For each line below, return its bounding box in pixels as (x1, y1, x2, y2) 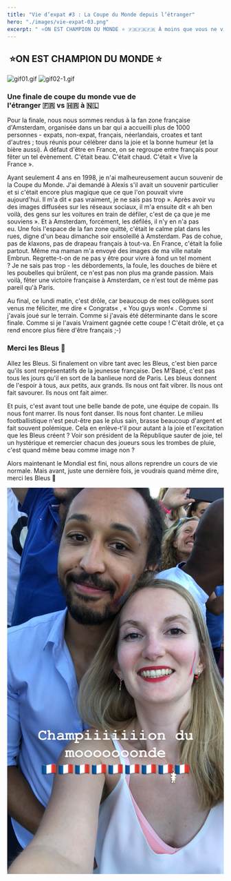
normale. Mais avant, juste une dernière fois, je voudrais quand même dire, (7, 466, 219, 475)
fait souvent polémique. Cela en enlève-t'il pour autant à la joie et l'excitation (7, 424, 224, 432)
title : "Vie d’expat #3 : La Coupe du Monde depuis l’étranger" (7, 11, 195, 18)
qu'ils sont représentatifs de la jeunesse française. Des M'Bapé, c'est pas (7, 366, 215, 375)
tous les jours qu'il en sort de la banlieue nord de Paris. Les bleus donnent (7, 373, 217, 382)
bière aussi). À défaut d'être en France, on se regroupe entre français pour (7, 146, 219, 154)
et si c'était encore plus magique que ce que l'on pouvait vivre (7, 188, 184, 197)
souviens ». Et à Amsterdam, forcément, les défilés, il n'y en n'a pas (7, 217, 199, 226)
